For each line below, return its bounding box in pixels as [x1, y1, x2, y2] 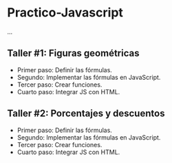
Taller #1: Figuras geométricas [7, 47, 140, 59]
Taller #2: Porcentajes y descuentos [7, 108, 165, 120]
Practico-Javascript [7, 5, 124, 21]
